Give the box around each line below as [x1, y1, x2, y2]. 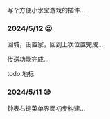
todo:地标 [7, 70, 35, 78]
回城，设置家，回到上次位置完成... [7, 40, 104, 48]
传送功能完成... [7, 55, 50, 64]
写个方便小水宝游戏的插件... [7, 6, 86, 14]
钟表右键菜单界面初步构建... [7, 104, 86, 112]
